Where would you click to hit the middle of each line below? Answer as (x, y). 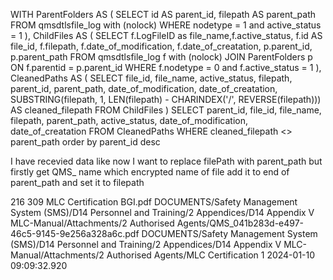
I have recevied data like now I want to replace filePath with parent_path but (166, 161)
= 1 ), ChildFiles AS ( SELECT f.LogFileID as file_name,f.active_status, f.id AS (166, 35)
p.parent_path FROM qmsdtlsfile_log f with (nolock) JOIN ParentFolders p (161, 57)
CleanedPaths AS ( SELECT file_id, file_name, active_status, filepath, (151, 78)
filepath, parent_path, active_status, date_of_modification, (129, 120)
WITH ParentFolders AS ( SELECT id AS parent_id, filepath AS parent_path (163, 14)
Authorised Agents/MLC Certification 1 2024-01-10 (211, 255)
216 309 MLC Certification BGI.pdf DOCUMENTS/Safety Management (154, 202)
